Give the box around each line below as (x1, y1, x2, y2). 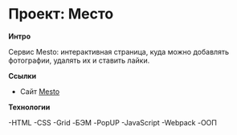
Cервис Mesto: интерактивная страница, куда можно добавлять (8, 47, 230, 56)
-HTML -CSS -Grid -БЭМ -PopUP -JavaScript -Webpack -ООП (8, 117, 217, 127)
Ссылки (8, 71, 37, 80)
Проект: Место (8, 5, 114, 23)
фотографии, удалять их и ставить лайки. (8, 55, 150, 65)
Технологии (8, 102, 51, 112)
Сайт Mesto (19, 86, 60, 96)
